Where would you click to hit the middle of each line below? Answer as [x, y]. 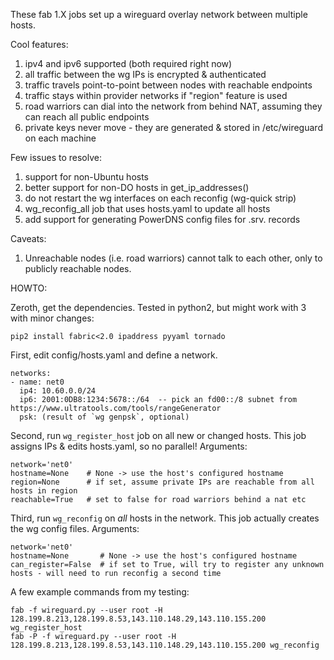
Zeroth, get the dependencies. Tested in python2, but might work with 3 [158, 307]
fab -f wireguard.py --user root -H [86, 610]
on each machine [60, 138]
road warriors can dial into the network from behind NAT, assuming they [173, 106]
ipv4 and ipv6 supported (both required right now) [128, 63]
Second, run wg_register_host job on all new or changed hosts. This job [158, 435]
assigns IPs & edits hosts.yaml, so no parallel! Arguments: [129, 446]
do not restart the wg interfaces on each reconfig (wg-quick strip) [160, 198]
